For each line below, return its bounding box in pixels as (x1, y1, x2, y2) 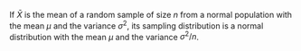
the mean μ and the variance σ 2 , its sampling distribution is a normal (9, 19, 264, 31)
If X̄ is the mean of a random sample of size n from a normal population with (9, 10, 292, 20)
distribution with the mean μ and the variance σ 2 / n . (9, 30, 200, 42)
